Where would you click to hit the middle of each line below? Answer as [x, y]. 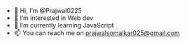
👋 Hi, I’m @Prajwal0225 [48, 11]
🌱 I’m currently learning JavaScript [64, 25]
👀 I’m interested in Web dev [53, 18]
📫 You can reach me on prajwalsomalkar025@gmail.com [97, 33]
